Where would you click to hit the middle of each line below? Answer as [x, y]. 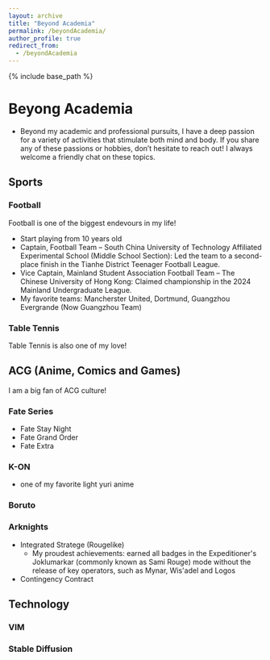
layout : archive [35, 16]
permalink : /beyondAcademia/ [57, 31]
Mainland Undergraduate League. [76, 290]
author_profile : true [45, 38]
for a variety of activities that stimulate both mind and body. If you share [139, 140]
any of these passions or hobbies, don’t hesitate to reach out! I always [136, 148]
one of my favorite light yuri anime [77, 484]
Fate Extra [37, 446]
